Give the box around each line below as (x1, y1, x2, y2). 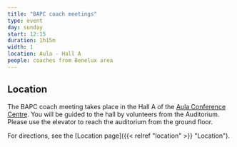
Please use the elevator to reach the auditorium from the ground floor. (7, 117, 213, 126)
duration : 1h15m (7, 37, 56, 44)
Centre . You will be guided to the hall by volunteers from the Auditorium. (7, 110, 220, 118)
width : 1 (7, 44, 34, 51)
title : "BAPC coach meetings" (7, 10, 98, 18)
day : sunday (7, 24, 43, 31)
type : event (7, 17, 43, 24)
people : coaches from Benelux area (7, 57, 114, 64)
